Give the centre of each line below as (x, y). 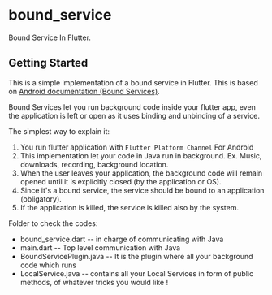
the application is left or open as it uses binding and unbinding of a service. (134, 115)
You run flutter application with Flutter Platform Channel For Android (137, 147)
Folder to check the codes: (53, 223)
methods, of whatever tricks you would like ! (94, 282)
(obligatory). (41, 199)
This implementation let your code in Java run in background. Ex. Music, (141, 155)
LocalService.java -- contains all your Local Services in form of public (137, 273)
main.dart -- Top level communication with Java (100, 247)
